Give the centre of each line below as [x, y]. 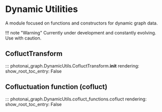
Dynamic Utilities [42, 9]
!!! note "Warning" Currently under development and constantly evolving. [81, 32]
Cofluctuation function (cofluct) [56, 87]
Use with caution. [23, 38]
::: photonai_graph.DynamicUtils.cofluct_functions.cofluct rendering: [76, 99]
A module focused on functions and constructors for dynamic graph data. [82, 23]
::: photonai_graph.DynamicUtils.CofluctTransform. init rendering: [72, 65]
